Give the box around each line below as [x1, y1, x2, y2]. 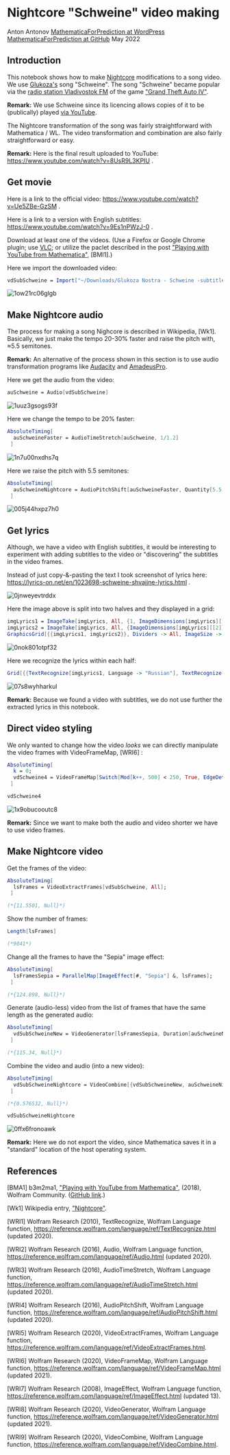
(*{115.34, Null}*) [7, 1050, 63, 1056]
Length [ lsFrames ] [7, 928, 57, 935]
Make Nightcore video [7, 846, 104, 857]
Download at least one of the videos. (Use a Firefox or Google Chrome [7, 235, 205, 244]
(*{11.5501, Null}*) [7, 902, 66, 910]
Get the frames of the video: [7, 864, 87, 872]
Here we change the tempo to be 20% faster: [7, 415, 135, 423]
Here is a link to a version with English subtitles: [7, 215, 142, 224]
